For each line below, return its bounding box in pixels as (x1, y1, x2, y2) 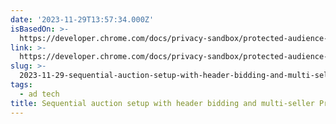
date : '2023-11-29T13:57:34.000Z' (10, 14, 155, 25)
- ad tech (19, 89, 60, 99)
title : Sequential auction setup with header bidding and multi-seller (10, 98, 315, 108)
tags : (10, 80, 33, 90)
